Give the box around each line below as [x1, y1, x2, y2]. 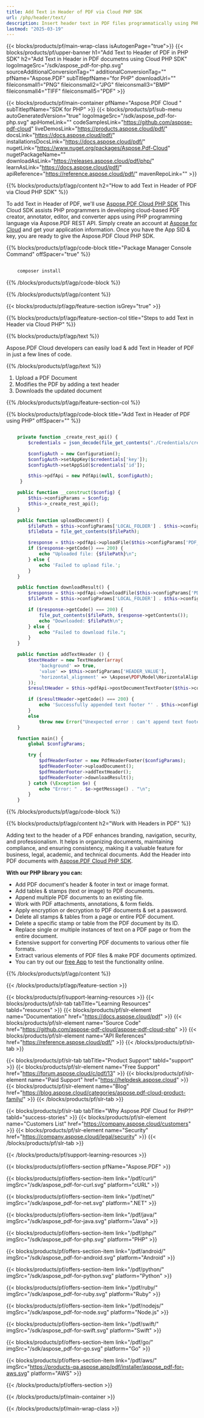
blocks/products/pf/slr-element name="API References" [6, 1032, 147, 1039]
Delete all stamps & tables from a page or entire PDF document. [15, 913, 175, 920]
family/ [6, 1096, 24, 1103]
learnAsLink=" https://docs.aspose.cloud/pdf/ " [6, 164, 123, 171]
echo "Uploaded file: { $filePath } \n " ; [38, 551, 137, 557]
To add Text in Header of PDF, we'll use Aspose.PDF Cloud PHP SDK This [6, 200, 191, 208]
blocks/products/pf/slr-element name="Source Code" [6, 1019, 141, 1027]
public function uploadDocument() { [17, 517, 110, 524]
